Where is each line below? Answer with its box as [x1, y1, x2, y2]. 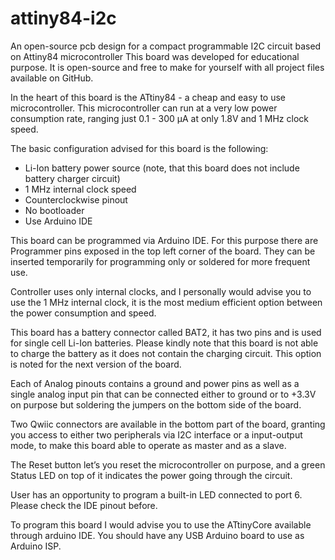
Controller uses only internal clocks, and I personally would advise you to [10, 285, 312, 297]
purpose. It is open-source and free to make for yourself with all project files [10, 61, 325, 73]
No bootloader [24, 204, 85, 216]
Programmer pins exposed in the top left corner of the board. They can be [10, 245, 316, 257]
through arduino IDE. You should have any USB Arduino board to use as [10, 529, 305, 541]
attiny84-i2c [10, 7, 117, 30]
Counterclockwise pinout [24, 193, 128, 206]
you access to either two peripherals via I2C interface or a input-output [10, 428, 303, 441]
